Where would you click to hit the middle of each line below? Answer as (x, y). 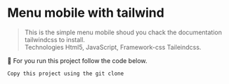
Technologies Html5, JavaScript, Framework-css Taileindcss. (113, 47)
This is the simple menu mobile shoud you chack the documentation (123, 32)
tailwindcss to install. (55, 39)
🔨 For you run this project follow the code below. (77, 60)
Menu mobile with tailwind (86, 13)
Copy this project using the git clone (66, 73)
